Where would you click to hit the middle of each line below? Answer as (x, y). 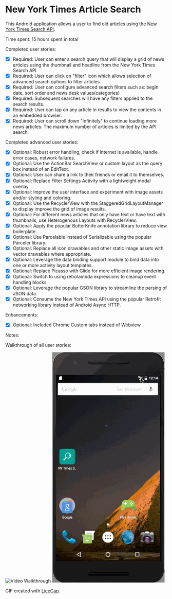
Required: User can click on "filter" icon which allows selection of (82, 76)
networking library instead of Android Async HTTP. (67, 305)
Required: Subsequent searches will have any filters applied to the (83, 98)
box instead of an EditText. (41, 169)
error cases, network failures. (44, 158)
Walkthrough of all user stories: (39, 345)
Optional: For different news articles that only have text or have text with (89, 214)
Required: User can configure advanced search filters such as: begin (85, 87)
